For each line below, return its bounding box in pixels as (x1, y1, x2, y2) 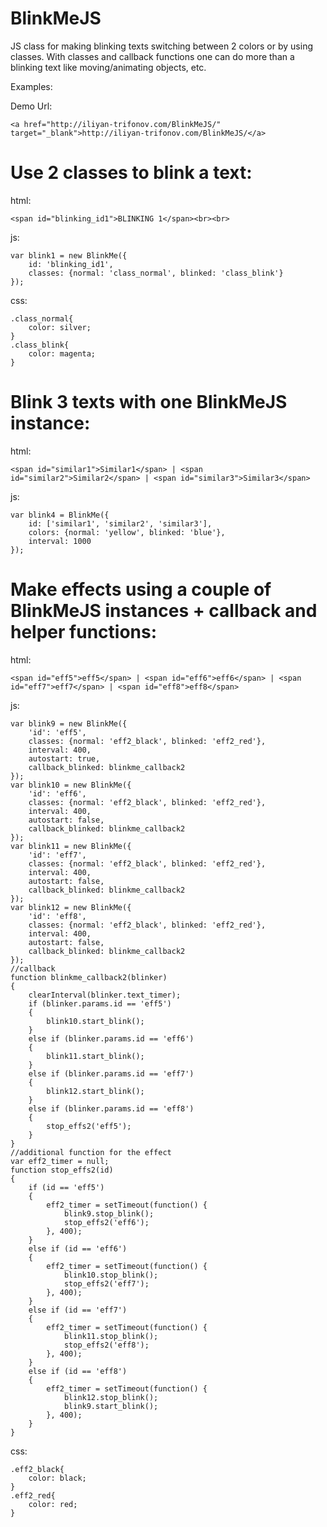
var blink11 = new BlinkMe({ (10, 841, 132, 851)
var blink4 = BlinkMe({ (10, 510, 110, 520)
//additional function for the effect (10, 1147, 172, 1157)
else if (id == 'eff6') (28, 1243, 128, 1254)
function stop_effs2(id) (10, 1165, 114, 1175)
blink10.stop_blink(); (63, 1270, 159, 1280)
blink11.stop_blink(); (63, 1331, 159, 1341)
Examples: (10, 80, 53, 92)
